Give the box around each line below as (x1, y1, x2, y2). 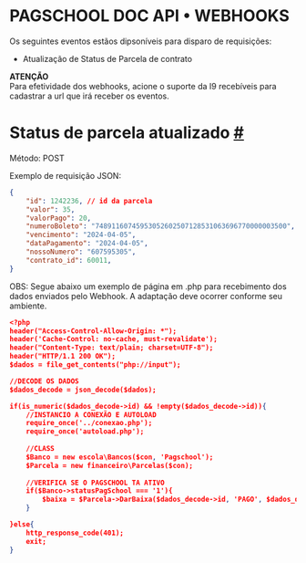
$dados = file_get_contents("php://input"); (9, 360, 181, 370)
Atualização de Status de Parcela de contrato (22, 53, 193, 64)
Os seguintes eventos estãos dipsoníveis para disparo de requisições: (9, 36, 272, 47)
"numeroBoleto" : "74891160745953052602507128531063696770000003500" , (25, 222, 296, 231)
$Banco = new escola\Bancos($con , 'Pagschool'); (25, 453, 214, 462)
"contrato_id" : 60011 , (25, 255, 112, 265)
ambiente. (9, 300, 47, 311)
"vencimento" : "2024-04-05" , (25, 230, 137, 240)
